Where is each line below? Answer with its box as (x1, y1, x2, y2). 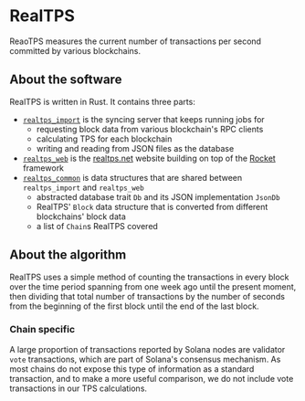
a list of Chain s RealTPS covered (36, 220, 158, 231)
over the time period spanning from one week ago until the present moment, (9, 280, 297, 292)
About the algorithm (9, 248, 127, 263)
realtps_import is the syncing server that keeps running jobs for (22, 113, 265, 124)
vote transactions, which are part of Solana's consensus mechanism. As (9, 354, 281, 364)
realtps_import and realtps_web (22, 182, 144, 193)
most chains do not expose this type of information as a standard (9, 363, 255, 375)
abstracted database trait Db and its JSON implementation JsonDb (36, 191, 280, 202)
